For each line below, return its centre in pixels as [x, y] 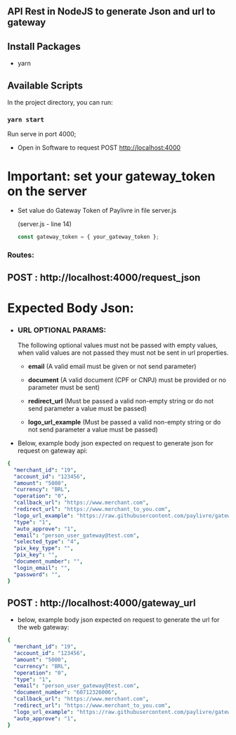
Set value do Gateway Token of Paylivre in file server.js [97, 211]
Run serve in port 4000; [42, 134]
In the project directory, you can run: [60, 103]
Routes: [21, 255]
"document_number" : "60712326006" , [66, 692]
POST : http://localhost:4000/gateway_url [101, 603]
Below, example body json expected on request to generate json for [116, 443]
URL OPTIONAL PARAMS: [62, 330]
